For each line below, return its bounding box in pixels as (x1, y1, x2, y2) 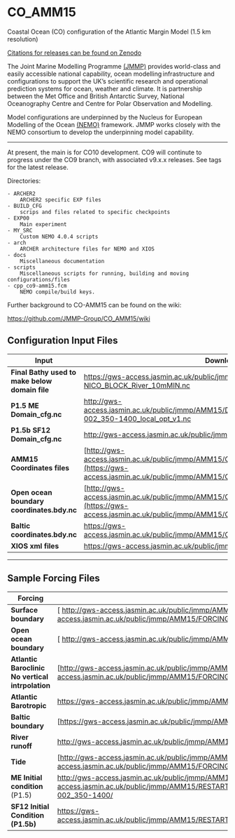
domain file (10, 385, 50, 394)
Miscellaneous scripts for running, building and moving (20, 270, 190, 277)
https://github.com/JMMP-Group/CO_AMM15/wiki (7, 314, 150, 323)
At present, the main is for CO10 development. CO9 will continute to (7, 148, 202, 157)
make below (10, 376, 52, 386)
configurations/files (7, 276, 71, 283)
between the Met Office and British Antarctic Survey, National (7, 92, 185, 100)
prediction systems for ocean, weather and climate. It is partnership (7, 84, 203, 93)
